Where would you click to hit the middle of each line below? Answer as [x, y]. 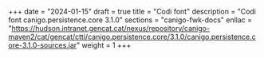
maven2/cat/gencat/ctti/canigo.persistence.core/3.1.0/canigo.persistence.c [132, 37]
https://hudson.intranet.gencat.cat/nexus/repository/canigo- [110, 28]
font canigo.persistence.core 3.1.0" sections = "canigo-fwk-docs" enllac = [130, 20]
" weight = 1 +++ [104, 45]
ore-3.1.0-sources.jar [43, 45]
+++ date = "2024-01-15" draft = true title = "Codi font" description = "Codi [132, 12]
